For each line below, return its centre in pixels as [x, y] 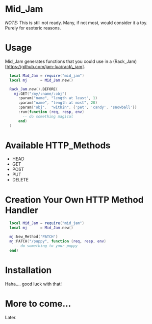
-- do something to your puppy [46, 246]
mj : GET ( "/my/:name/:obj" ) [40, 94]
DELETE [20, 180]
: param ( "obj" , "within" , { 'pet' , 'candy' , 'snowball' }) [77, 107]
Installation [28, 270]
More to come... [38, 304]
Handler [22, 210]
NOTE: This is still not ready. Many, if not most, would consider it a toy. [76, 23]
